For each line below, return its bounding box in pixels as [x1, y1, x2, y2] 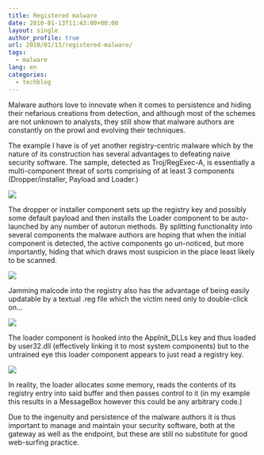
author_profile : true [8, 33, 80, 42]
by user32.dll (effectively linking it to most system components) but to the [8, 341, 250, 350]
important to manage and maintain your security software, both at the [8, 420, 235, 430]
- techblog [15, 78, 52, 86]
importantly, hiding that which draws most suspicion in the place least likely [8, 247, 255, 256]
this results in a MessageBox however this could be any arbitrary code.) [8, 396, 243, 406]
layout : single [8, 26, 59, 34]
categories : [8, 71, 48, 79]
